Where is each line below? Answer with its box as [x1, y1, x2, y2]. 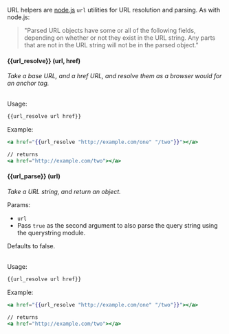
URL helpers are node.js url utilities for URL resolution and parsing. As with [7, 6, 221, 14]
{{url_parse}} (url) [7, 172, 61, 180]
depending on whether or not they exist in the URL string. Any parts [23, 34, 216, 42]
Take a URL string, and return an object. [7, 187, 122, 195]
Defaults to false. [7, 241, 56, 250]
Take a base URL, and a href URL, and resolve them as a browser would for [7, 72, 222, 80]
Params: [7, 200, 31, 208]
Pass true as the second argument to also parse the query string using [17, 221, 218, 229]
